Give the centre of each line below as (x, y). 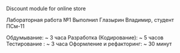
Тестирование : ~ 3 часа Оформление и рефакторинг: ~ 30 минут (89, 44)
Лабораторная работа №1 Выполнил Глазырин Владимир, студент (90, 20)
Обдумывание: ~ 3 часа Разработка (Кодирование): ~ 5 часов (85, 37)
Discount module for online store (46, 9)
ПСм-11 (15, 26)
